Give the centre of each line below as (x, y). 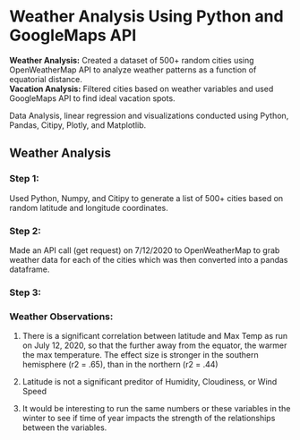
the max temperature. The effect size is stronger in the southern (141, 355)
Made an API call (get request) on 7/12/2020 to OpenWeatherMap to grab (145, 250)
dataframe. (30, 269)
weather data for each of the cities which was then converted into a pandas (149, 259)
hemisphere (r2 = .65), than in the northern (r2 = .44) (120, 365)
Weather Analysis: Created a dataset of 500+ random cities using (132, 60)
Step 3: (26, 292)
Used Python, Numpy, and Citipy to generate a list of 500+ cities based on (146, 198)
